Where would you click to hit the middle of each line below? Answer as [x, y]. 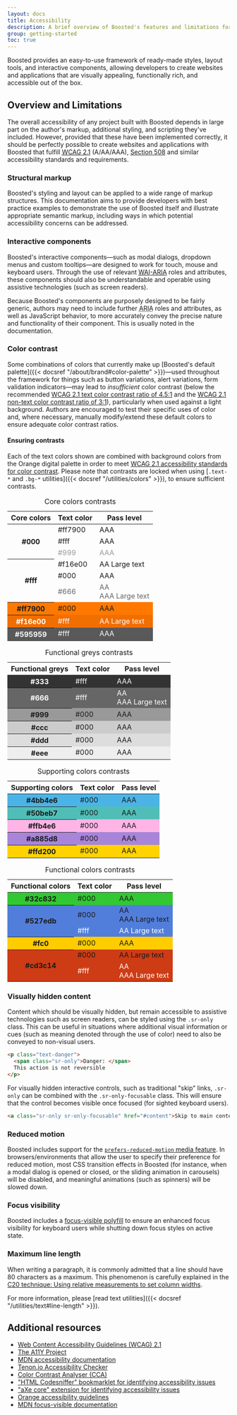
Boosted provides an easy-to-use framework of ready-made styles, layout [115, 60]
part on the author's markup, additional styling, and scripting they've [107, 129]
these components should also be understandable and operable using [109, 279]
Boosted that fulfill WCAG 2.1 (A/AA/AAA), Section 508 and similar [103, 152]
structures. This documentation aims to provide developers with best [107, 201]
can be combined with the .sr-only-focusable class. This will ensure [122, 1095]
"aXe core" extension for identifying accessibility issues [98, 1390]
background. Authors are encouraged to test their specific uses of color [112, 409]
